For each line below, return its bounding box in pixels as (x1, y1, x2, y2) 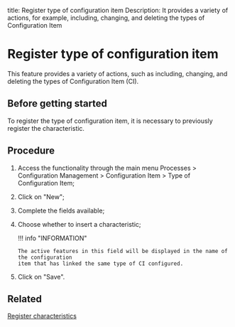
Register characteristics (7, 312, 77, 321)
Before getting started (7, 97, 108, 109)
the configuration (17, 254, 72, 261)
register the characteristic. (7, 124, 85, 132)
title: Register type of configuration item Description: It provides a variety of (7, 6, 229, 14)
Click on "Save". (17, 272, 65, 281)
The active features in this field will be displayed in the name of (17, 247, 229, 254)
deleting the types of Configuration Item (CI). (7, 77, 139, 85)
